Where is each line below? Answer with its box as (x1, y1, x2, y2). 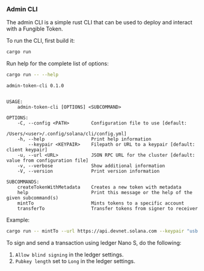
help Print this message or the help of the (17, 190, 192, 196)
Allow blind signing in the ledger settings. (15, 251, 124, 258)
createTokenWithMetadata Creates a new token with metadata (17, 184, 182, 190)
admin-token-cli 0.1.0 (6, 83, 64, 89)
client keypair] (6, 147, 48, 153)
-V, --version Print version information (17, 168, 160, 175)
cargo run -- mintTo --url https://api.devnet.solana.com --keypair (6, 228, 184, 234)
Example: (6, 216, 30, 224)
